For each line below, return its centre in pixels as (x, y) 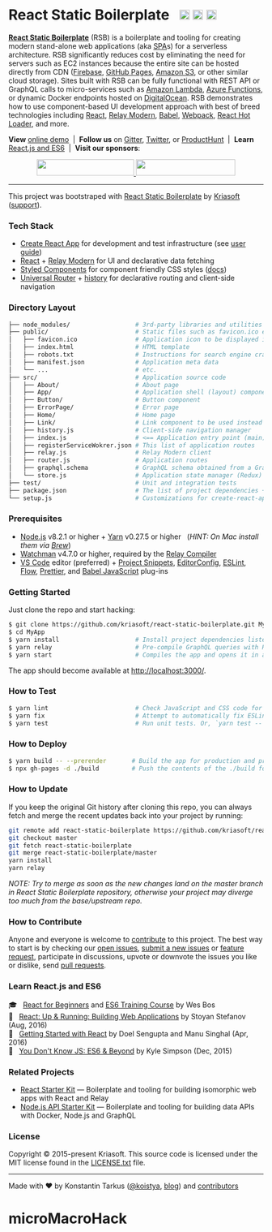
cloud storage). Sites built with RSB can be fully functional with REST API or (134, 80)
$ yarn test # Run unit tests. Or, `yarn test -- (136, 723)
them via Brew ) (45, 545)
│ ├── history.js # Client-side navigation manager (130, 430)
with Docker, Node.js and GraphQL (78, 1115)
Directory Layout (42, 308)
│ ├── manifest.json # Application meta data (114, 362)
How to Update (38, 789)
